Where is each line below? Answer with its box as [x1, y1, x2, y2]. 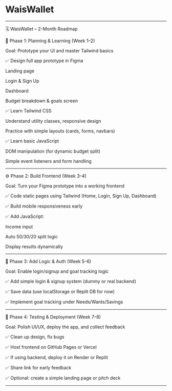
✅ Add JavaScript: [5, 213, 45, 219]
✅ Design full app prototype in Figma [5, 58, 83, 64]
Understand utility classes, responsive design [5, 118, 101, 124]
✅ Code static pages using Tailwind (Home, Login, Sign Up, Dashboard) [5, 193, 157, 199]
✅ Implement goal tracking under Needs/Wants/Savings [5, 299, 123, 305]
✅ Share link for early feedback [5, 364, 72, 370]
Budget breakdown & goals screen [5, 98, 78, 104]
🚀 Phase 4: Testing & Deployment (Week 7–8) [5, 313, 101, 320]
